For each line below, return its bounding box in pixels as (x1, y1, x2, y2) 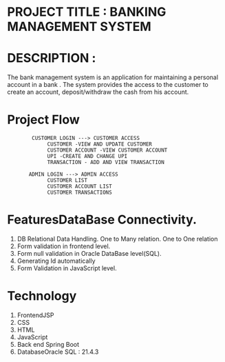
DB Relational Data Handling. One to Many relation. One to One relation (17, 235, 218, 243)
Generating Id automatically (17, 257, 96, 265)
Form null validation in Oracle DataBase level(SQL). (17, 250, 162, 257)
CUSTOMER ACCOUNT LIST (47, 183, 112, 190)
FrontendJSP (17, 311, 54, 319)
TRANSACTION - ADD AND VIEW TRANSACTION (47, 159, 165, 166)
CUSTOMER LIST (47, 177, 88, 184)
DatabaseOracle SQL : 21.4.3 (17, 348, 99, 356)
